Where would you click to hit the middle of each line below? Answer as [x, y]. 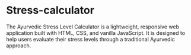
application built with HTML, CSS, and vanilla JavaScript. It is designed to [96, 33]
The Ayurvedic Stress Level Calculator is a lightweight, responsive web [93, 27]
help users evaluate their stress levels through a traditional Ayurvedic [90, 39]
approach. [19, 46]
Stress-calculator [50, 10]
